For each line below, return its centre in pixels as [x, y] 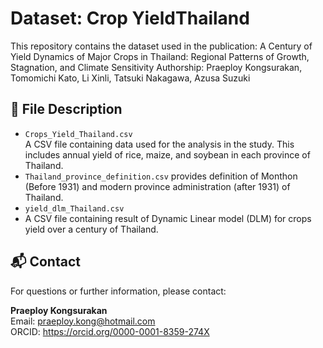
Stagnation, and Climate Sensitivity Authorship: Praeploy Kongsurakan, [156, 67]
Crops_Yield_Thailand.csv [78, 134]
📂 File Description [66, 109]
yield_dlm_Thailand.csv [74, 208]
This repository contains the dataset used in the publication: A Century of [161, 46]
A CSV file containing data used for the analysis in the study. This [159, 144]
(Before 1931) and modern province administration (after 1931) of [157, 186]
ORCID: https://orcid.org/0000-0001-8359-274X [110, 331]
